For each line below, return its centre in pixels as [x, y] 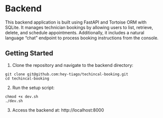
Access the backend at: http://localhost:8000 [58, 110]
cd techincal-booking [27, 78]
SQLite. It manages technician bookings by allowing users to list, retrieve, [79, 27]
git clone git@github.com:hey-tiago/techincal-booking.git [67, 74]
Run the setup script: [33, 88]
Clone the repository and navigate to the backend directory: [73, 65]
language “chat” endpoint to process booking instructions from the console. [82, 38]
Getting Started [29, 53]
